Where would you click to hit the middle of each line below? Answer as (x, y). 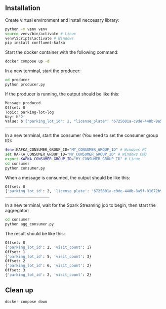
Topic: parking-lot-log (30, 112)
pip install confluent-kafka (35, 43)
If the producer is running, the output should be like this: (62, 94)
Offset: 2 (15, 261)
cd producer (17, 80)
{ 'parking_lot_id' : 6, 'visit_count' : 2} (48, 266)
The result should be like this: (35, 233)
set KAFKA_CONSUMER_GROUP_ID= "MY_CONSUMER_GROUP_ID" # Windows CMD (76, 154)
